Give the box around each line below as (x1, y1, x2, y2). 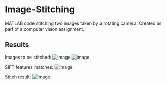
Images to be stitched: (5, 54, 52, 60)
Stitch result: (5, 74, 31, 80)
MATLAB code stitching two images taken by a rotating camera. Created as (5, 20, 162, 26)
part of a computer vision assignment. (5, 25, 85, 32)
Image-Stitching (5, 4, 75, 15)
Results (5, 41, 29, 49)
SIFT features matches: (5, 64, 54, 70)
